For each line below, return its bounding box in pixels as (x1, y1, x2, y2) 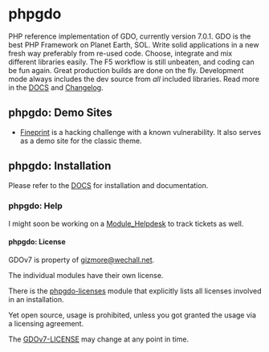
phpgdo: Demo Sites (8, 106, 112, 120)
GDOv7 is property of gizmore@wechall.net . (8, 255, 155, 265)
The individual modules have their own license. (8, 271, 164, 280)
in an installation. (8, 295, 64, 305)
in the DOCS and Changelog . (8, 82, 104, 92)
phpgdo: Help (8, 200, 63, 211)
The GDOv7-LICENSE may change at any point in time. (8, 334, 190, 344)
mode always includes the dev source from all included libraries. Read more (8, 74, 259, 84)
